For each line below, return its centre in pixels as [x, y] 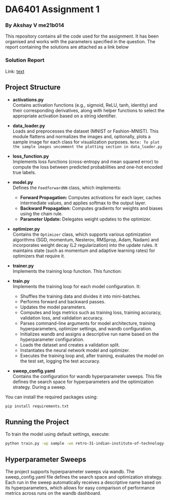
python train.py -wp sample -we [39, 444]
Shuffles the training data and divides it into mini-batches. [80, 296]
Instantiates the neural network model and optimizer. [75, 350]
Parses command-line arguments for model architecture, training [88, 323]
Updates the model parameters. [53, 307]
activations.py [28, 100]
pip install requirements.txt [37, 406]
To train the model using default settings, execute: [57, 434]
